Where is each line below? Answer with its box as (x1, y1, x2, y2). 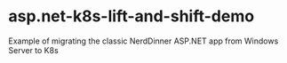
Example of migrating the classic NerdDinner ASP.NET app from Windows (8, 35, 279, 46)
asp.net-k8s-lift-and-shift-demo (8, 6, 255, 27)
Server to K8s (8, 44, 59, 55)
